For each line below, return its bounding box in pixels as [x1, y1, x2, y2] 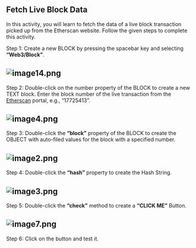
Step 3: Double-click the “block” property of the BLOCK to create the [6, 130, 176, 137]
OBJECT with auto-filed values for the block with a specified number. [6, 136, 176, 143]
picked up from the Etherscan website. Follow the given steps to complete [6, 27, 188, 34]
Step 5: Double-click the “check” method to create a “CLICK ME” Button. [6, 202, 187, 209]
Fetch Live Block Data [6, 5, 88, 15]
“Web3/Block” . [6, 51, 45, 58]
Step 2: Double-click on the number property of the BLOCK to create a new [6, 84, 190, 91]
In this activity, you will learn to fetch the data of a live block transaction [6, 20, 182, 27]
